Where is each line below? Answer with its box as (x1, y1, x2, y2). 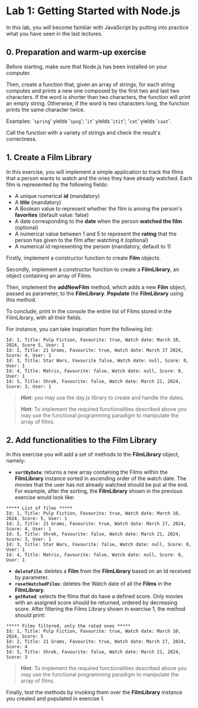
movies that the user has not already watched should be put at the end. (14, 481, 189, 489)
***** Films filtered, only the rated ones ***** (6, 623, 131, 629)
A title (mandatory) (14, 199, 61, 206)
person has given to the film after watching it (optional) (14, 236, 149, 244)
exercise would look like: (14, 494, 75, 501)
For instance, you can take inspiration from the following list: (6, 325, 153, 333)
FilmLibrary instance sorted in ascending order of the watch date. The (14, 475, 187, 482)
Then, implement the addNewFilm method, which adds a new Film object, (6, 283, 187, 291)
